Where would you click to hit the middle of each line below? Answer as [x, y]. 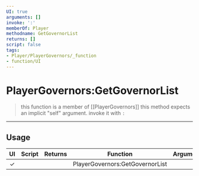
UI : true [17, 12]
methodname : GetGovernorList [42, 34]
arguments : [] [24, 17]
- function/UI [24, 61]
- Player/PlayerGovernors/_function [51, 56]
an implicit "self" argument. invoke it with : [73, 113]
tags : [13, 50]
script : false [24, 45]
